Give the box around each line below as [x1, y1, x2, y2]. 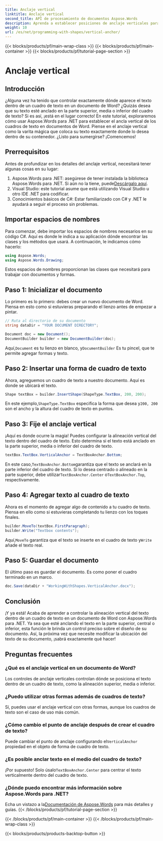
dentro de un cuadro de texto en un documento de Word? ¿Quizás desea [5, 103, 151, 109]
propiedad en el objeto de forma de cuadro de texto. [5, 744, 110, 750]
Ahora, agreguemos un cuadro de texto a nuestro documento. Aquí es [5, 377, 145, 383]
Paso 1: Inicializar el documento [5, 286, 103, 294]
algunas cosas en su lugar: [5, 166, 59, 172]
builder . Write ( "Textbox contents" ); [5, 528, 79, 533]
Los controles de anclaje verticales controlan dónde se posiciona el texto [5, 676, 151, 681]
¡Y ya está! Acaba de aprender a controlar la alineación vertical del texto [5, 610, 149, 616]
